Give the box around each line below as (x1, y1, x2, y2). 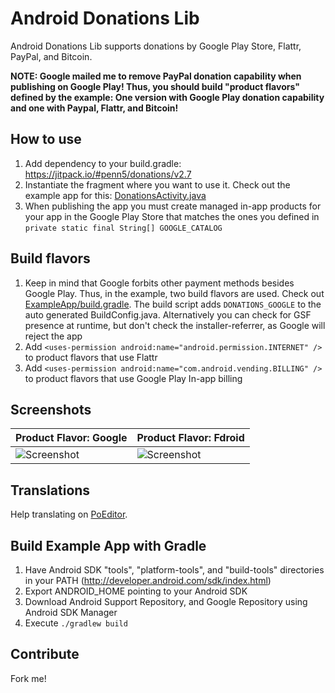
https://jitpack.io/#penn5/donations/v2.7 (24, 168, 192, 180)
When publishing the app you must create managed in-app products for (24, 200, 322, 212)
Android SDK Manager (24, 607, 118, 618)
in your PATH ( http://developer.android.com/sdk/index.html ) (24, 575, 272, 586)
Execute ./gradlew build (24, 617, 128, 629)
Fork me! (10, 672, 47, 684)
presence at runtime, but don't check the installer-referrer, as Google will (24, 319, 326, 331)
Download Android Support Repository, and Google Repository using (24, 596, 308, 607)
